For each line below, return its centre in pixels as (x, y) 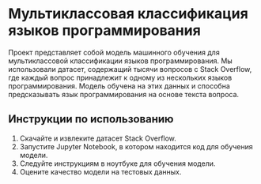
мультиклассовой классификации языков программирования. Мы (121, 61)
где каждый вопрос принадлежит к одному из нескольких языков (120, 77)
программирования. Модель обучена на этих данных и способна (119, 86)
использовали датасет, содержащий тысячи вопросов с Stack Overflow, (130, 69)
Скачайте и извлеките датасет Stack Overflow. (98, 138)
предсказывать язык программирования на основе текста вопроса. (124, 94)
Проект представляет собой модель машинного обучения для (114, 52)
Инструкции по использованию (91, 119)
